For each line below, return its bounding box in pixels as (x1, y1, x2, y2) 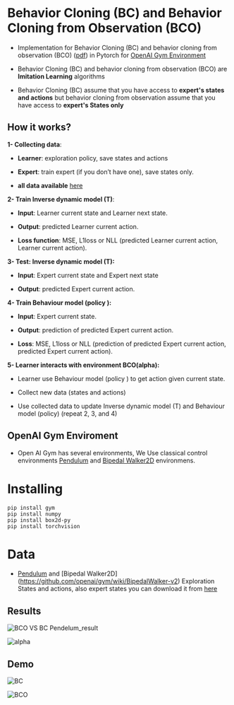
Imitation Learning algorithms (17, 72, 106, 81)
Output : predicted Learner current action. (17, 222, 139, 231)
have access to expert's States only (17, 100, 124, 109)
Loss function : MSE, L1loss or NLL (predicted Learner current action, (17, 235, 218, 245)
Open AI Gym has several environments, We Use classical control (17, 448, 208, 457)
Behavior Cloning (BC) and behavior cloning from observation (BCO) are (17, 64, 228, 73)
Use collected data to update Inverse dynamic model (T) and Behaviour (17, 402, 226, 410)
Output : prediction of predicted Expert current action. (17, 325, 174, 334)
